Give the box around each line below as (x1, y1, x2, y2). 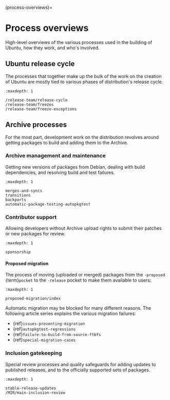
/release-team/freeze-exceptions (5, 106, 77, 112)
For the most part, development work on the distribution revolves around (5, 134, 159, 140)
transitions (5, 192, 31, 198)
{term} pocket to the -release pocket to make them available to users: (5, 277, 152, 284)
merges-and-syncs (5, 188, 43, 193)
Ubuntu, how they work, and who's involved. (5, 45, 100, 51)
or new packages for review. (5, 231, 66, 237)
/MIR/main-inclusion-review (5, 390, 66, 395)
